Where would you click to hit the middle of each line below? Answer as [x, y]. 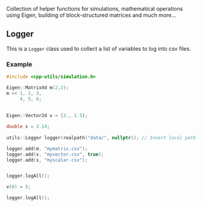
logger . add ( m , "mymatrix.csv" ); [47, 148]
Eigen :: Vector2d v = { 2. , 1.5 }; [47, 116]
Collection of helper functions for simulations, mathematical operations [95, 9]
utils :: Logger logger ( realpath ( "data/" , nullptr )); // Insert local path [101, 138]
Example [19, 64]
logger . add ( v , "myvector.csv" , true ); [55, 154]
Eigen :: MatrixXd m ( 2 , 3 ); [37, 88]
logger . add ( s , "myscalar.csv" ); [47, 160]
